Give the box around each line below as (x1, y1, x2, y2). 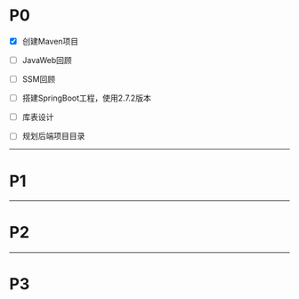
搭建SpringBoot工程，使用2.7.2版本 (21, 93, 151, 103)
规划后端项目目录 (21, 131, 85, 141)
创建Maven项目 (21, 36, 79, 46)
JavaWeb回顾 (21, 55, 73, 65)
